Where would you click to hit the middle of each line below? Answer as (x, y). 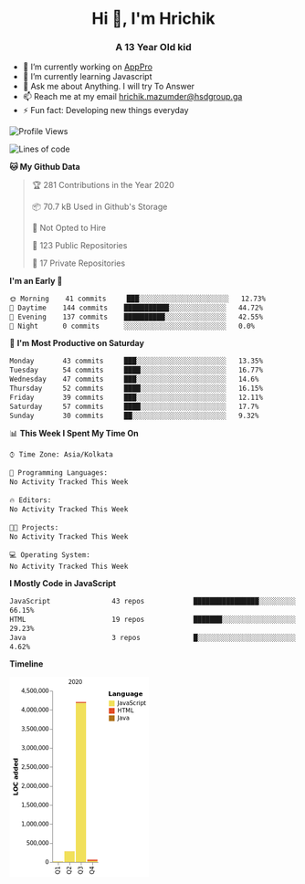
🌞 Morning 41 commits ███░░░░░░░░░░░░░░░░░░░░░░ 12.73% (138, 299)
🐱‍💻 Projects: (34, 528)
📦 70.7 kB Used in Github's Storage (100, 207)
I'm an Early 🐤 (36, 281)
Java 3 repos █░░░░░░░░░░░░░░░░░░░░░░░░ (153, 638)
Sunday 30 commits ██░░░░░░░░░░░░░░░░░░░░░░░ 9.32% (134, 416)
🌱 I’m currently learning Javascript (87, 77)
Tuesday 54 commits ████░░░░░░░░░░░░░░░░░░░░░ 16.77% (136, 370)
